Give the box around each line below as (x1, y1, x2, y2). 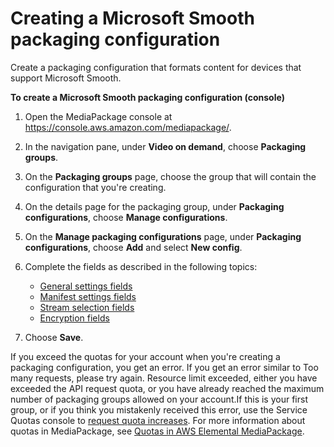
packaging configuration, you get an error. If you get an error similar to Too (10, 361, 319, 373)
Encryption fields (39, 312, 110, 324)
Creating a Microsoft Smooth (10, 7, 255, 30)
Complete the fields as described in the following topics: (24, 260, 258, 272)
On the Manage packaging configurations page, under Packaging (24, 230, 302, 242)
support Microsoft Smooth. (10, 72, 122, 84)
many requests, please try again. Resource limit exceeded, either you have (10, 372, 318, 384)
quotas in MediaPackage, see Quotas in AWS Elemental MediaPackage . (10, 425, 305, 437)
